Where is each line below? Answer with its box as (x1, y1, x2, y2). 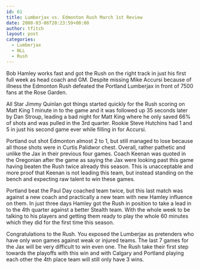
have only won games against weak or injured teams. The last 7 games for (6, 237, 189, 244)
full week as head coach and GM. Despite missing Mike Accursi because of (6, 76, 192, 83)
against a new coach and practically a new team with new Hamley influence (6, 193, 193, 200)
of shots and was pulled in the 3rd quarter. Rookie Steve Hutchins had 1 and (6, 119, 193, 126)
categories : (6, 36, 36, 42)
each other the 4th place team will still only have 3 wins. (6, 255, 144, 263)
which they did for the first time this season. (6, 219, 115, 226)
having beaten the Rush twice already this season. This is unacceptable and (6, 163, 193, 170)
